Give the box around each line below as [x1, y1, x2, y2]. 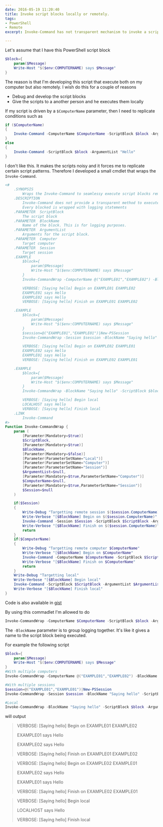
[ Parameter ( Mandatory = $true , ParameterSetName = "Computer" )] [22, 474, 145, 479]
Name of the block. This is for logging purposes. [22, 223, 127, 228]
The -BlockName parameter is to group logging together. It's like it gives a [5, 627, 150, 633]
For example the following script [5, 642, 69, 648]
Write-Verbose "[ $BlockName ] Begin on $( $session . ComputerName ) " [22, 514, 158, 519]
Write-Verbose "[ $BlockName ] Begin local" [14, 577, 101, 582]
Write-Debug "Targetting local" [14, 573, 79, 578]
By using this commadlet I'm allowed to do [5, 609, 90, 615]
